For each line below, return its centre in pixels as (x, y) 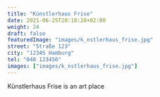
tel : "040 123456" (34, 60)
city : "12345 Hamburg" (41, 53)
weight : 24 (23, 27)
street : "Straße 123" (39, 46)
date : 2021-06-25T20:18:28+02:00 (57, 20)
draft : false (27, 33)
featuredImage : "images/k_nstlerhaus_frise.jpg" (80, 40)
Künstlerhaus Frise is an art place (56, 86)
